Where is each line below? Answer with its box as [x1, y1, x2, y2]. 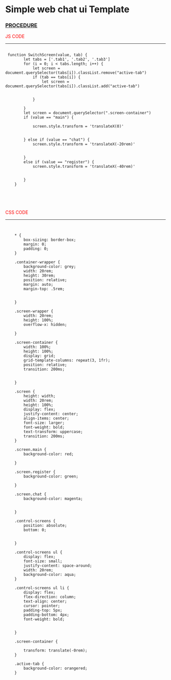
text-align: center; [23, 599, 67, 604]
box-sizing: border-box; [23, 237, 76, 243]
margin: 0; [23, 242, 47, 247]
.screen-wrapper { [14, 309, 53, 314]
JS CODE [5, 33, 25, 39]
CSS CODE [5, 209, 28, 215]
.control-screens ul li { [14, 586, 70, 591]
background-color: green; [23, 474, 79, 479]
